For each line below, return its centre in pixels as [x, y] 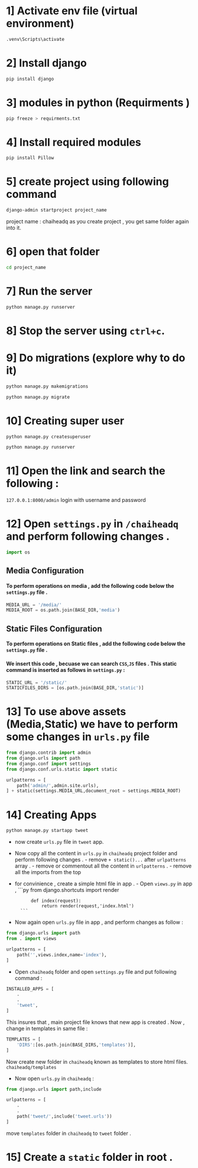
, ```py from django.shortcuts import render [67, 890]
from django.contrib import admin [49, 753]
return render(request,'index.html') [87, 906]
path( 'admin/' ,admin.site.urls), [58, 785]
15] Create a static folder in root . [90, 1157]
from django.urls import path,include [54, 1089]
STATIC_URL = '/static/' [37, 683]
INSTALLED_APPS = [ [30, 989]
